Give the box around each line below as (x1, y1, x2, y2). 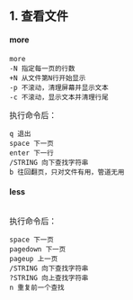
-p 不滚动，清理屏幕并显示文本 (9, 83, 110, 92)
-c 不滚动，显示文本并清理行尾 (9, 93, 110, 102)
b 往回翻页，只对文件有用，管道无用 (9, 168, 125, 177)
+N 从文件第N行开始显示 (9, 73, 86, 83)
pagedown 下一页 (9, 244, 66, 254)
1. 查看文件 (9, 8, 69, 24)
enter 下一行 (9, 148, 54, 158)
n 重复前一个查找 (9, 283, 65, 292)
